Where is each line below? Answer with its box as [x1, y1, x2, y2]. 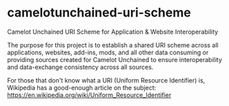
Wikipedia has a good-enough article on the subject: [7, 83, 157, 92]
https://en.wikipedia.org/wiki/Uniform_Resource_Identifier [7, 91, 172, 99]
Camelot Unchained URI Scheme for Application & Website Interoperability [7, 28, 219, 36]
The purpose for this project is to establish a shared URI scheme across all [7, 41, 219, 49]
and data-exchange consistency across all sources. [7, 63, 154, 71]
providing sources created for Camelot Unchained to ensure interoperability [7, 55, 223, 63]
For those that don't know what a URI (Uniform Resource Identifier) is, [7, 76, 206, 84]
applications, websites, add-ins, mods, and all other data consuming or [7, 48, 209, 56]
